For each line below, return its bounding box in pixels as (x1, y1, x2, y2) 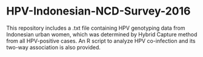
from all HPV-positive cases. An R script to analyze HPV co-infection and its (6, 37, 196, 44)
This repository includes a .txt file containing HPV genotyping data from (6, 24, 186, 32)
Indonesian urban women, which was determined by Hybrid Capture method (6, 30, 198, 38)
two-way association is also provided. (6, 44, 101, 51)
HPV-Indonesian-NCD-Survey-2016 (6, 4, 191, 18)
